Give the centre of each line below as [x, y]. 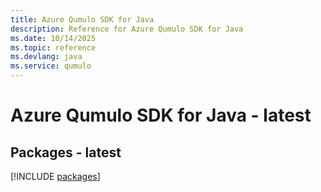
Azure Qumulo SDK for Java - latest [161, 115]
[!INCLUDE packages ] [55, 176]
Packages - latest [66, 152]
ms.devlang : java [46, 57]
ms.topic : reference [53, 47]
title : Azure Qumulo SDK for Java [82, 19]
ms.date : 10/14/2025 [53, 38]
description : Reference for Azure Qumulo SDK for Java [127, 29]
